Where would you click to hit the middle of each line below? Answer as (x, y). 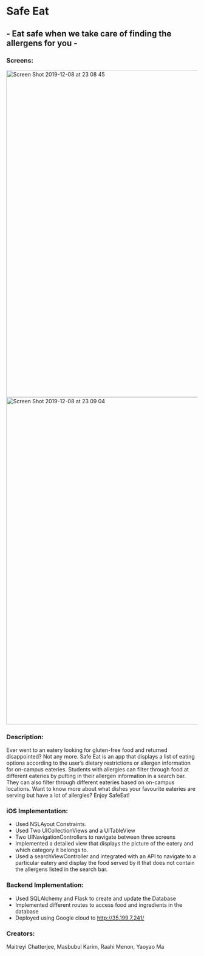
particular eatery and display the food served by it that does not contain (105, 863)
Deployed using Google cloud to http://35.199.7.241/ (80, 918)
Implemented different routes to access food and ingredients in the (99, 905)
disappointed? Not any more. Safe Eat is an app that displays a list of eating (101, 757)
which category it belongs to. (52, 850)
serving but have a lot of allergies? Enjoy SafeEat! (68, 795)
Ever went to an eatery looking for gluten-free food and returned (87, 750)
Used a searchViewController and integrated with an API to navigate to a (105, 856)
